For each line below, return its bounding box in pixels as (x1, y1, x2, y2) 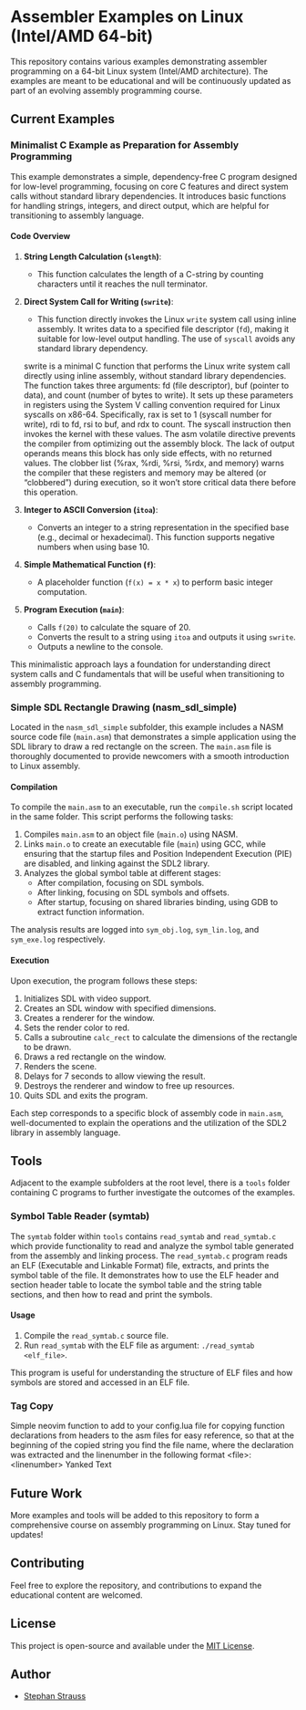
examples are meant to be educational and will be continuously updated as (10, 75, 291, 86)
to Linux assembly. (10, 760, 81, 772)
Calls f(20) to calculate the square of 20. (36, 621, 191, 632)
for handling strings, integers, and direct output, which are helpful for (10, 200, 270, 211)
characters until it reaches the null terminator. (36, 278, 209, 289)
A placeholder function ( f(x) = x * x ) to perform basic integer (36, 577, 273, 588)
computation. (36, 586, 87, 597)
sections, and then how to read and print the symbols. (10, 1288, 213, 1299)
